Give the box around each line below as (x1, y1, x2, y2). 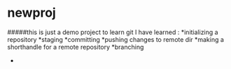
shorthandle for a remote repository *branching (7, 43, 144, 51)
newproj (7, 5, 56, 21)
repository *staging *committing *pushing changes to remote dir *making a (7, 35, 224, 43)
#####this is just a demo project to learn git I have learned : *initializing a (7, 28, 218, 36)
